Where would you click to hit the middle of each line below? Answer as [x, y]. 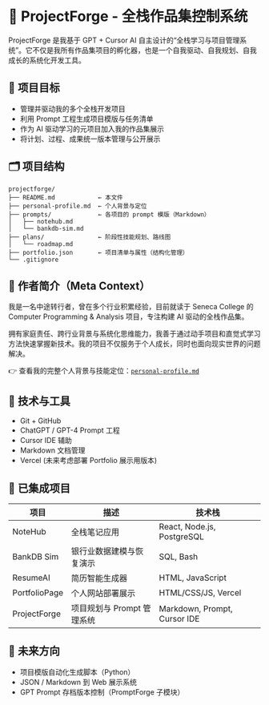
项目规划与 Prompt [106, 608]
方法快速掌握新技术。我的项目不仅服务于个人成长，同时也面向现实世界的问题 [134, 344]
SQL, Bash [179, 556]
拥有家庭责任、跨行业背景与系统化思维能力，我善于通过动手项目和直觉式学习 [134, 334]
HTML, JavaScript [193, 578]
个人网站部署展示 [103, 593]
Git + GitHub [40, 421]
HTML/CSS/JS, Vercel [200, 592]
